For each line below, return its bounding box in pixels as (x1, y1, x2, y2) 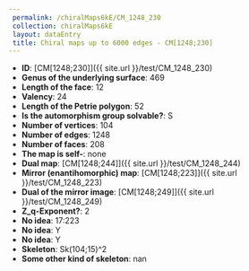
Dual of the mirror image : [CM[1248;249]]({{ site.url (21, 187, 214, 197)
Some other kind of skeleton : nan (21, 253, 147, 265)
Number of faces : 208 (21, 139, 105, 150)
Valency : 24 (21, 92, 68, 102)
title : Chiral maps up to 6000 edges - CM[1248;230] (12, 38, 214, 48)
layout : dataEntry (12, 30, 82, 39)
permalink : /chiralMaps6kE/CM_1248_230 (12, 13, 162, 22)
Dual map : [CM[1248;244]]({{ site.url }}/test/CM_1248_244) (21, 158, 241, 169)
